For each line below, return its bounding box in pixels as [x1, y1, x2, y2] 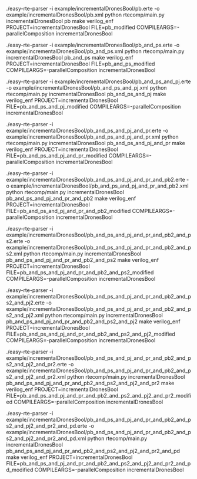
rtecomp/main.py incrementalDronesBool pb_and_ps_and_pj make [6, 91, 166, 97]
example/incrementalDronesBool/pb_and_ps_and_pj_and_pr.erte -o [6, 127, 169, 134]
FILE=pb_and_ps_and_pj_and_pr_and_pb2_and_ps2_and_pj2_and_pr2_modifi [6, 392, 192, 399]
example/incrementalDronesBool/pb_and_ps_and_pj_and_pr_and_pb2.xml [11, 182, 189, 189]
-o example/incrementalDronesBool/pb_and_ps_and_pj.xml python [6, 84, 167, 91]
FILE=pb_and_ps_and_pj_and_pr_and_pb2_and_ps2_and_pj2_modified [6, 330, 175, 337]
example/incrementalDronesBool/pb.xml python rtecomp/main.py [6, 11, 165, 18]
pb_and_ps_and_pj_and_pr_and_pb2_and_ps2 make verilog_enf [6, 257, 159, 263]
